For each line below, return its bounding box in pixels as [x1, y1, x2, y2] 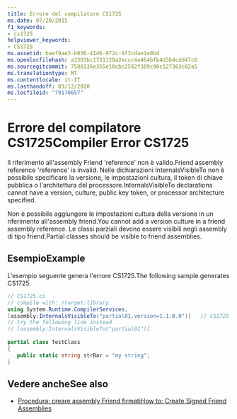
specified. [7, 196, 37, 205]
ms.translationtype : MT [7, 69, 78, 76]
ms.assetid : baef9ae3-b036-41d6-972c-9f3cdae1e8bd [7, 50, 160, 57]
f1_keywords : [7, 23, 46, 30]
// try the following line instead [7, 319, 112, 326]
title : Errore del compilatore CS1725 [7, 10, 122, 18]
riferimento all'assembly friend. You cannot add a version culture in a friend [7, 217, 226, 226]
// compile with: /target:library [7, 299, 110, 306]
